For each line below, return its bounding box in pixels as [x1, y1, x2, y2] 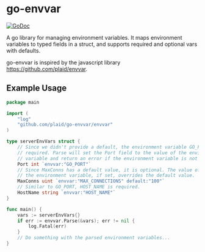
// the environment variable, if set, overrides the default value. [17, 172, 195, 179]
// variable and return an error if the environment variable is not [17, 155, 198, 161]
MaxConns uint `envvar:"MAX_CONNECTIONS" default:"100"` [17, 178, 165, 185]
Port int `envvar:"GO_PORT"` [17, 161, 92, 167]
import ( [6, 110, 29, 116]
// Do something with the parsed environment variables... [17, 235, 171, 241]
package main [6, 99, 40, 105]
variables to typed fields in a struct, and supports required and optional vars [6, 40, 198, 48]
